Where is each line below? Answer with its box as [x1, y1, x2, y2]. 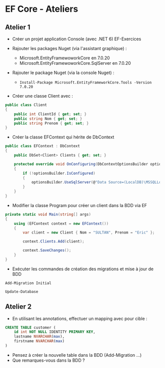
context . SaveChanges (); [23, 248, 71, 253]
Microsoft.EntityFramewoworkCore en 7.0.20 [19, 55, 110, 61]
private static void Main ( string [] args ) [5, 212, 91, 217]
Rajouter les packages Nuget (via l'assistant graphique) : [12, 46, 127, 51]
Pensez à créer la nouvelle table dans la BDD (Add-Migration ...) [12, 352, 142, 358]
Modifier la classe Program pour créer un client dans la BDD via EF [12, 202, 147, 208]
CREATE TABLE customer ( [5, 325, 56, 330]
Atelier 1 [5, 23, 30, 31]
